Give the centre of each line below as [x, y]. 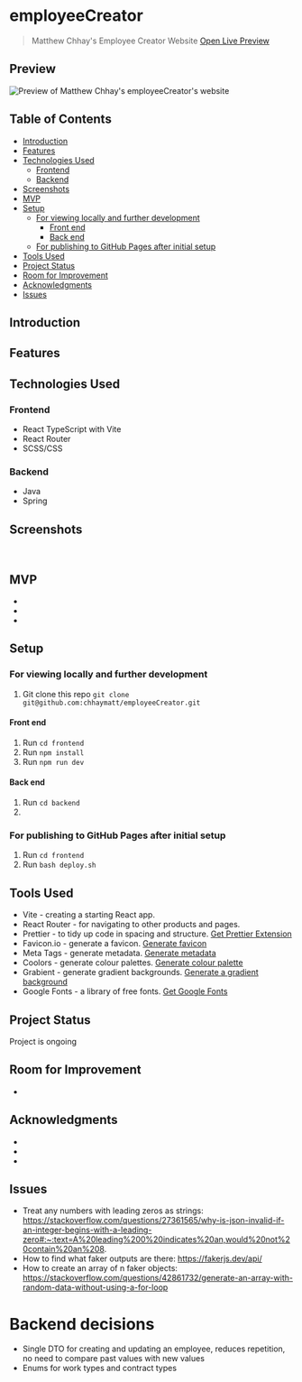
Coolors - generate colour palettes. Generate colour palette [133, 963]
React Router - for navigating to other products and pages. [131, 925]
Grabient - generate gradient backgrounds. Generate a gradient [140, 972]
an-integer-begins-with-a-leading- [87, 1230]
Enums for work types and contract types [100, 1368]
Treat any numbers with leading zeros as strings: [113, 1211]
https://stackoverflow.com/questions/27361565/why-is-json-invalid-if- [153, 1221]
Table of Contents [61, 120]
